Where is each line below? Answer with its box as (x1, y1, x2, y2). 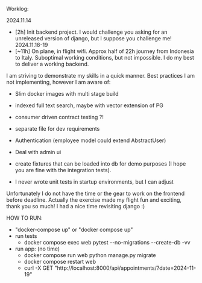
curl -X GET (24, 264, 54, 272)
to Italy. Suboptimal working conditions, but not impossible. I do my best (14, 54, 195, 61)
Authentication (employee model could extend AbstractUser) (14, 137, 166, 144)
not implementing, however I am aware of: (6, 78, 111, 86)
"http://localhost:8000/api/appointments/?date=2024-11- (54, 264, 197, 272)
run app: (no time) (14, 245, 60, 252)
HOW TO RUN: (6, 214, 43, 222)
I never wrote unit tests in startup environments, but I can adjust (14, 178, 174, 185)
